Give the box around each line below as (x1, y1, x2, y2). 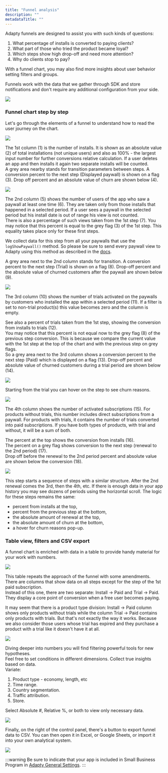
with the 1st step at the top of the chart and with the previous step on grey (5, 340, 158, 346)
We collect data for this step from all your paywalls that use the (5, 238, 135, 244)
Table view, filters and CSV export (5, 537, 90, 544)
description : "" (5, 12, 39, 17)
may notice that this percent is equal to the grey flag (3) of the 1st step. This (5, 223, 162, 229)
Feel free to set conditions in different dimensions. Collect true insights (5, 656, 151, 662)
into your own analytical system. (5, 737, 72, 743)
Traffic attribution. (12, 692, 50, 698)
